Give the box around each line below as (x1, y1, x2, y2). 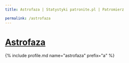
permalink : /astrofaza (5, 16, 51, 21)
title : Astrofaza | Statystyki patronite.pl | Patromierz (5, 7, 124, 12)
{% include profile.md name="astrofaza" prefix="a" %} (5, 53, 115, 59)
